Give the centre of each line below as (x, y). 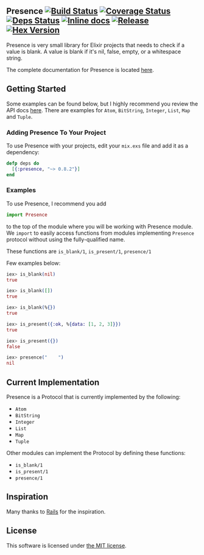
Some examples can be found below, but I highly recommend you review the (102, 104)
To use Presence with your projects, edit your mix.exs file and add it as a (97, 145)
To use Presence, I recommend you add (56, 203)
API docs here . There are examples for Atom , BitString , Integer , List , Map (98, 110)
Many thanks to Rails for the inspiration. (56, 511)
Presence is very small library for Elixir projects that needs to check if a (95, 45)
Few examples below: (33, 263)
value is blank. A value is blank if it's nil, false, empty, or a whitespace (94, 51)
